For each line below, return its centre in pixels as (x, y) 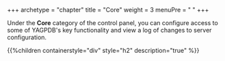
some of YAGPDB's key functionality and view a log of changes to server (109, 30)
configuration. (27, 37)
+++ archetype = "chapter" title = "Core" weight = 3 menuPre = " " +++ (108, 10)
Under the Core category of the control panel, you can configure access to (113, 23)
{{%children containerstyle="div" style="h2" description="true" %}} (103, 50)
